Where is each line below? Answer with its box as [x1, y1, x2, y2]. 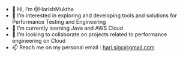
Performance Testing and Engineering [11, 18, 106, 25]
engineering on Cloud [11, 37, 66, 44]
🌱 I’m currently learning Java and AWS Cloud [11, 24, 124, 31]
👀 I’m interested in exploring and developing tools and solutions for [11, 12, 178, 19]
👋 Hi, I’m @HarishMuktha [11, 6, 74, 12]
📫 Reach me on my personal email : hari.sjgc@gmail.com [11, 44, 155, 50]
